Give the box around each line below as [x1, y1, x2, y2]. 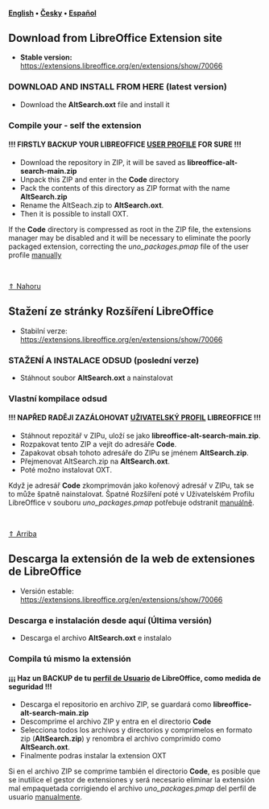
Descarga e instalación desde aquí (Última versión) [8, 614, 212, 625]
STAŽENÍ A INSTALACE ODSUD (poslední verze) [8, 354, 200, 365]
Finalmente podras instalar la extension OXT [19, 751, 167, 761]
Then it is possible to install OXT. [19, 208, 129, 218]
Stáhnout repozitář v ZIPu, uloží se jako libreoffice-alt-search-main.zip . [19, 431, 261, 440]
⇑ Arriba [8, 529, 38, 539]
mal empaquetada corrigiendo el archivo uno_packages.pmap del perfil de [8, 783, 257, 794]
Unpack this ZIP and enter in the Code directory [19, 175, 180, 184]
